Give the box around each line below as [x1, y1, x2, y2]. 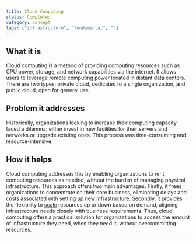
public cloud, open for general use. [6, 87, 90, 94]
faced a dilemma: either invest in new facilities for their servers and [6, 125, 167, 132]
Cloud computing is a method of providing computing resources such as [6, 62, 180, 69]
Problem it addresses [6, 103, 85, 114]
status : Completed [6, 14, 51, 20]
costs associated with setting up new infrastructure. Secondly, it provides [6, 195, 183, 202]
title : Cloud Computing [6, 8, 64, 15]
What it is [6, 46, 41, 56]
